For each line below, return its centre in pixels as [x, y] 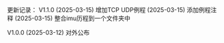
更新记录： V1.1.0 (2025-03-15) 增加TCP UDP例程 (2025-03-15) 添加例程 [109, 10]
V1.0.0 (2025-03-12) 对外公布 [48, 33]
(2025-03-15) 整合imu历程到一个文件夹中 [73, 18]
